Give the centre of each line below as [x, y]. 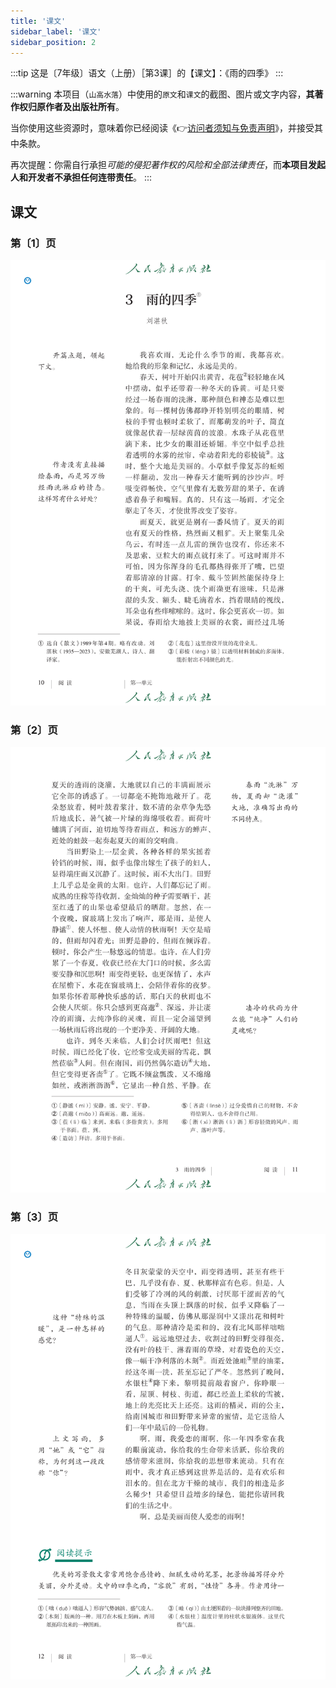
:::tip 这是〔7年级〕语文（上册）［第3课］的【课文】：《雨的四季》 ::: [147, 73]
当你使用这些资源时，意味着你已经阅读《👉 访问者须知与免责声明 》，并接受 [162, 128]
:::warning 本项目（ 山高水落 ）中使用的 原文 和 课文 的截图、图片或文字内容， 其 [162, 94]
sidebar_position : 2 [53, 42]
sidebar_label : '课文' [56, 31]
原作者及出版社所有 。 [80, 107]
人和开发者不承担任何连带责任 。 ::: [81, 177]
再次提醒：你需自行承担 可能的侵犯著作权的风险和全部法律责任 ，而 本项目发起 [168, 165]
